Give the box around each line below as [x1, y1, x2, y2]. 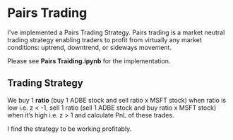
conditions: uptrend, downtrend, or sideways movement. [7, 43, 172, 51]
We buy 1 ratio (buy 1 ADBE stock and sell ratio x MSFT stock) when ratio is [7, 96, 227, 104]
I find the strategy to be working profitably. [7, 125, 132, 133]
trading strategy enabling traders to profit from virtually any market [7, 35, 203, 44]
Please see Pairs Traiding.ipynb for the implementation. [7, 56, 171, 65]
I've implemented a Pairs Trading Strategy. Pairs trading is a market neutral [7, 28, 225, 37]
